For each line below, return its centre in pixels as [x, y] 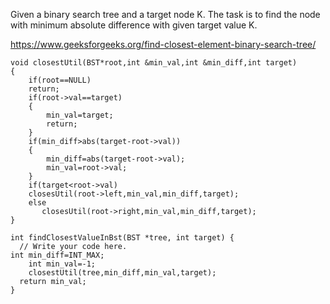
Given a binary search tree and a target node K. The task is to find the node [165, 14]
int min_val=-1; [62, 264]
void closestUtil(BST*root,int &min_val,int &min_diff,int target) [154, 63]
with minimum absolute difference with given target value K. [134, 25]
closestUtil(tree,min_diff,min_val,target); [122, 273]
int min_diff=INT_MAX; [57, 255]
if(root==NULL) [60, 80]
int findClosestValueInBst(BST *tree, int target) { [122, 238]
